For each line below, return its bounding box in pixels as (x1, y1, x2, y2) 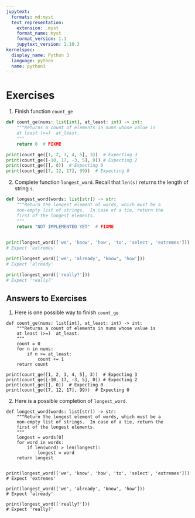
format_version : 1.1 (16, 36, 67, 42)
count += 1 (37, 356, 64, 362)
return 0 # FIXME (16, 141, 61, 147)
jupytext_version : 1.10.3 (16, 42, 80, 48)
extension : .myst (16, 25, 59, 31)
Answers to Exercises (6, 293, 87, 303)
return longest (16, 455, 54, 461)
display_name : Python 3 (11, 52, 69, 58)
